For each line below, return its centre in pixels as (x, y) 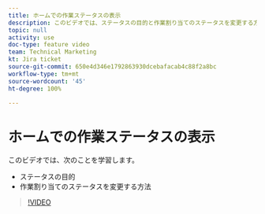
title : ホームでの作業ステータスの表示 (65, 15)
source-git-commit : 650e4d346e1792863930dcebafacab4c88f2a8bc (112, 67)
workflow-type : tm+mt (44, 74)
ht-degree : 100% (35, 89)
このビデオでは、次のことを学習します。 (74, 160)
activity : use (32, 37)
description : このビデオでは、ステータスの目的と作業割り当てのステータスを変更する (131, 23)
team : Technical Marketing (52, 52)
